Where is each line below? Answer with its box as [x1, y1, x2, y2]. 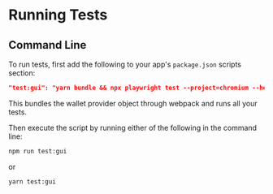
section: [8, 68, 36, 78]
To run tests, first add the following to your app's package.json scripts [8, 59, 242, 69]
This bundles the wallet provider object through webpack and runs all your [8, 98, 258, 108]
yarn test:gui [8, 177, 57, 186]
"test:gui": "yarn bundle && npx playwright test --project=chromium [8, 84, 249, 92]
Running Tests [8, 6, 108, 24]
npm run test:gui [8, 147, 67, 155]
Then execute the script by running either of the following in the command [8, 123, 258, 132]
